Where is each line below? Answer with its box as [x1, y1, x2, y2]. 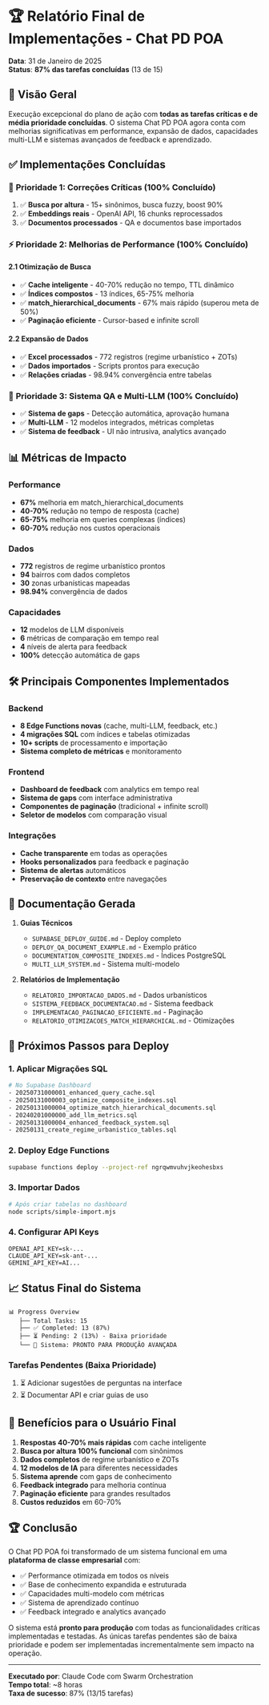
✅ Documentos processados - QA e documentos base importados [19, 218, 242, 227]
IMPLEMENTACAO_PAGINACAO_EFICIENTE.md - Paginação [31, 1007, 203, 1017]
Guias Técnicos [19, 919, 74, 928]
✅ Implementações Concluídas [8, 158, 166, 171]
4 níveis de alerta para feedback [19, 642, 127, 652]
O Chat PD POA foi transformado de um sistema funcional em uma [8, 1546, 227, 1556]
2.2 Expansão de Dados [8, 334, 89, 344]
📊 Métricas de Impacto [8, 451, 126, 465]
